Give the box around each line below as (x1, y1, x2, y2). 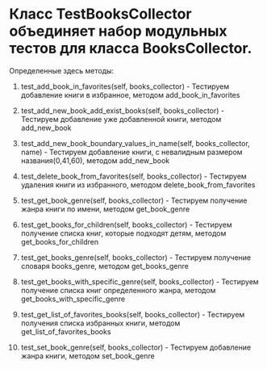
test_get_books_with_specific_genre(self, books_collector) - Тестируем (20, 276, 259, 287)
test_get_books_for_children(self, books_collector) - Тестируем (20, 220, 232, 229)
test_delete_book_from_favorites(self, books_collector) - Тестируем (20, 171, 247, 181)
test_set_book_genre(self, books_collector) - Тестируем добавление (20, 342, 252, 352)
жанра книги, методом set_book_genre (20, 350, 156, 360)
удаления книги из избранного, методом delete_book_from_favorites (20, 179, 256, 190)
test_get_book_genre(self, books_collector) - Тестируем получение (20, 195, 248, 205)
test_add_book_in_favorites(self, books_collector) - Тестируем (20, 82, 230, 91)
